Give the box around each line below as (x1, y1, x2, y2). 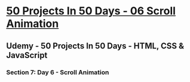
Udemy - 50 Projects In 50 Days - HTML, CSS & (6, 41, 184, 51)
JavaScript (6, 50, 48, 60)
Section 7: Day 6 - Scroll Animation (6, 68, 109, 76)
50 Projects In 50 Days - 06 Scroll (6, 4, 176, 18)
